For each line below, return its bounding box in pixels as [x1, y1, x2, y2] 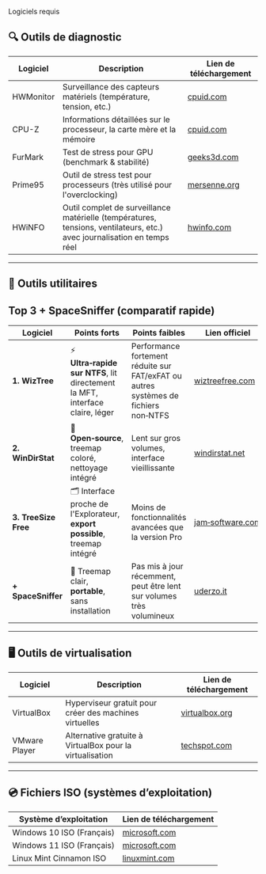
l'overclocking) [62, 189, 119, 200]
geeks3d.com [187, 151, 239, 162]
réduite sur [131, 360, 172, 371]
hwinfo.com [187, 222, 232, 233]
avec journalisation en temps [62, 231, 169, 242]
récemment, [131, 571, 177, 582]
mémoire [62, 134, 96, 145]
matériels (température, [62, 91, 150, 102]
